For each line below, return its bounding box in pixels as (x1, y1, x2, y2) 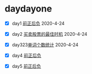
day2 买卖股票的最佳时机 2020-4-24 (11, 31, 87, 37)
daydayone (4, 3, 52, 15)
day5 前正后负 (11, 63, 41, 69)
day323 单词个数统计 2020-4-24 (11, 42, 78, 48)
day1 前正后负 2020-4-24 (11, 20, 65, 26)
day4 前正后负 (11, 52, 41, 58)
